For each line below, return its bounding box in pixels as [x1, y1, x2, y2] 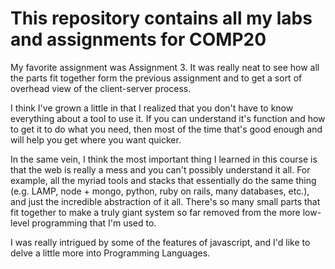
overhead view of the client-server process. [10, 82, 192, 94]
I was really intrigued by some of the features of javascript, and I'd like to [10, 236, 311, 248]
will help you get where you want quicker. [10, 133, 182, 146]
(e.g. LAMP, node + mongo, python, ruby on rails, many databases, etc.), [10, 185, 310, 197]
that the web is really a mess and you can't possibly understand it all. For [10, 163, 311, 176]
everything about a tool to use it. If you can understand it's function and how [10, 112, 326, 124]
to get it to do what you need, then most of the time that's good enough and [10, 123, 323, 135]
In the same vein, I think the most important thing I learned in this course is [10, 153, 318, 165]
